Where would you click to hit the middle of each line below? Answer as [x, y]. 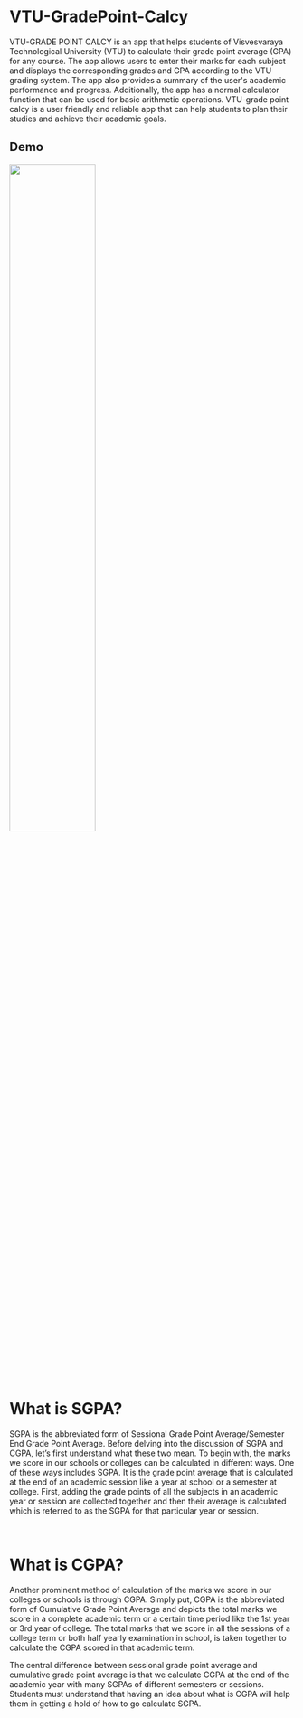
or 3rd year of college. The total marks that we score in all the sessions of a [150, 1628]
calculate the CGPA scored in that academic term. [102, 1647]
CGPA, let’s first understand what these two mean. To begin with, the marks [150, 1453]
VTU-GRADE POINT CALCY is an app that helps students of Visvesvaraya [146, 42]
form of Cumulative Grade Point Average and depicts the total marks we [143, 1609]
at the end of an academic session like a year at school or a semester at [143, 1482]
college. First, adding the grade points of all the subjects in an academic [144, 1491]
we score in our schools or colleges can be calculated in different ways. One [152, 1462]
